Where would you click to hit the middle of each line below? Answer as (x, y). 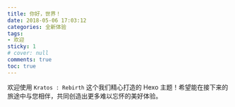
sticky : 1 (22, 46)
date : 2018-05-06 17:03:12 (47, 20)
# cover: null (28, 53)
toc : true (22, 66)
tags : (15, 33)
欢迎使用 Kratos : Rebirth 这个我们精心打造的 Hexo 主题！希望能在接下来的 (118, 87)
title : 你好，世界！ (34, 14)
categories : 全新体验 (37, 27)
